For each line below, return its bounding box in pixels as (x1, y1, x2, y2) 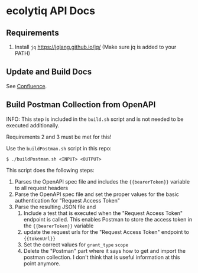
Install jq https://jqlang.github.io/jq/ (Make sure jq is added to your (14, 43, 177, 50)
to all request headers (14, 184, 69, 191)
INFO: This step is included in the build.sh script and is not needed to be (6, 115, 184, 123)
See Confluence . (6, 82, 47, 89)
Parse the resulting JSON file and (14, 203, 96, 210)
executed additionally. (6, 121, 60, 129)
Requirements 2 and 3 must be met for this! (6, 133, 112, 140)
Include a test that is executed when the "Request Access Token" (23, 209, 183, 217)
